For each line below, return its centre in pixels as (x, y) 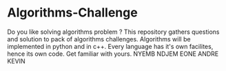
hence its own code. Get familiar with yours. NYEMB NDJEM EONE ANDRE (113, 54)
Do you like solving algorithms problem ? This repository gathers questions (113, 32)
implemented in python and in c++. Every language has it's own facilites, (110, 46)
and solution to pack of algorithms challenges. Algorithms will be (99, 39)
